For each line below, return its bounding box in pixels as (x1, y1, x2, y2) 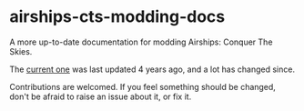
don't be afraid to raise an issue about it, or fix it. (9, 91, 192, 102)
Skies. (9, 45, 33, 56)
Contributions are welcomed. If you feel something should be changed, (9, 81, 276, 92)
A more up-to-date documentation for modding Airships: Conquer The (9, 36, 273, 47)
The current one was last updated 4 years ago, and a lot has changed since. (9, 64, 296, 75)
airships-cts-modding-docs (9, 6, 226, 27)
